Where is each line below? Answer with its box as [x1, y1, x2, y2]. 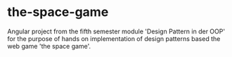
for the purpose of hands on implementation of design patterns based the [7, 34, 221, 42]
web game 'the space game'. [7, 42, 91, 50]
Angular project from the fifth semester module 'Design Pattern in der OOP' [7, 27, 226, 35]
